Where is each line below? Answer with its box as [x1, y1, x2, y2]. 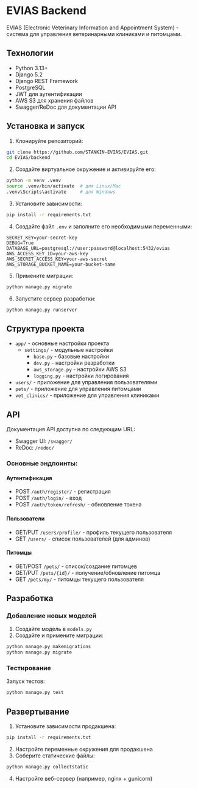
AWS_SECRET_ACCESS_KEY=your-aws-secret [6, 256, 108, 262]
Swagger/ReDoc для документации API [15, 103, 117, 111]
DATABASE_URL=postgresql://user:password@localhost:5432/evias [6, 245, 171, 251]
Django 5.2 [15, 71, 43, 78]
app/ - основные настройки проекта [15, 340, 110, 347]
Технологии [6, 48, 54, 59]
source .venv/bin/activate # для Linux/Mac [6, 183, 121, 189]
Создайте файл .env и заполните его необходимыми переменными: [15, 222, 193, 230]
